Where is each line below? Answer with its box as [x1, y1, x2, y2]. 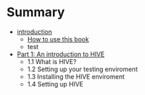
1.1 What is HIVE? [27, 57, 77, 65]
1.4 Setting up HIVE [27, 80, 84, 88]
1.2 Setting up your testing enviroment [27, 65, 138, 73]
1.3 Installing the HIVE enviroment [27, 72, 125, 81]
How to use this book [27, 34, 89, 43]
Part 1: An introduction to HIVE [16, 50, 105, 58]
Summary [6, 4, 65, 20]
